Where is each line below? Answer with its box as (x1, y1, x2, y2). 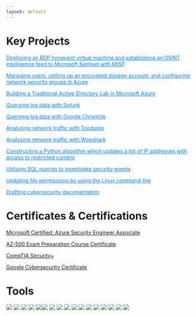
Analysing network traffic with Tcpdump (6, 124, 105, 132)
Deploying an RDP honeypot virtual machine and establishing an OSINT (6, 54, 181, 61)
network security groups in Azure (6, 78, 88, 85)
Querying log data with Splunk (6, 101, 80, 108)
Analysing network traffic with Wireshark (6, 136, 106, 143)
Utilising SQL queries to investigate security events (6, 165, 131, 173)
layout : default (6, 8, 46, 15)
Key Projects (6, 34, 70, 48)
